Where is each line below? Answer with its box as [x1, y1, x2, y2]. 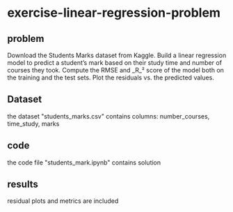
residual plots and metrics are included [7, 197, 119, 205]
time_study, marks [7, 119, 60, 128]
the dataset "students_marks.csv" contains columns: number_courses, [7, 112, 210, 120]
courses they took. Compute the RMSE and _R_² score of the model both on [7, 66, 225, 74]
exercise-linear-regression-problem [7, 5, 221, 21]
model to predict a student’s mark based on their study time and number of [7, 59, 223, 67]
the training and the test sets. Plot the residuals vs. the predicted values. [7, 73, 214, 82]
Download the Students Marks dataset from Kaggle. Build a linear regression [7, 51, 227, 59]
